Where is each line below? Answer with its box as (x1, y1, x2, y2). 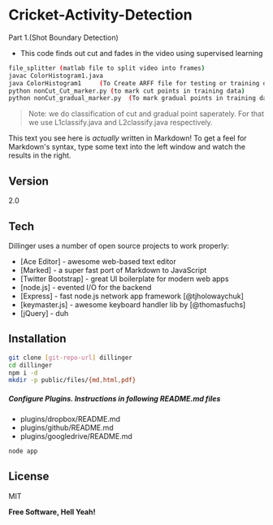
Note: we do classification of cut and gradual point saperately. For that (28, 109, 264, 119)
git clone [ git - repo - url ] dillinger (8, 354, 132, 362)
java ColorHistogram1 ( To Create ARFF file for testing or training (8, 79, 260, 87)
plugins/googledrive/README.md (19, 432, 132, 441)
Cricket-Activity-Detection (8, 6, 193, 24)
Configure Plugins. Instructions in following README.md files (8, 393, 221, 403)
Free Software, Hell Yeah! (8, 506, 96, 517)
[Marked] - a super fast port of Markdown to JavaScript (19, 265, 207, 275)
